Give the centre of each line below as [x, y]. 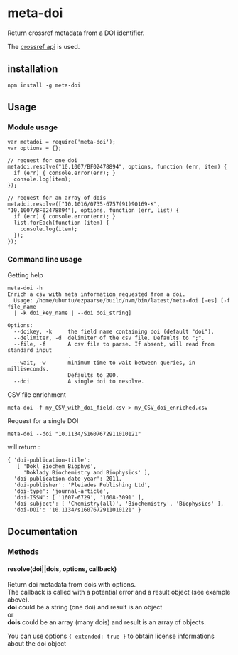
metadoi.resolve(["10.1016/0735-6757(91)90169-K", [84, 204]
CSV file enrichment [37, 394]
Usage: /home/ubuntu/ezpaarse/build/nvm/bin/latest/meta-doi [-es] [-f [122, 300]
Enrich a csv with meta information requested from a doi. [97, 294]
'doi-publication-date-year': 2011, [68, 479]
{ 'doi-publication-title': [49, 460]
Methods [23, 552]
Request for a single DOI [43, 420]
